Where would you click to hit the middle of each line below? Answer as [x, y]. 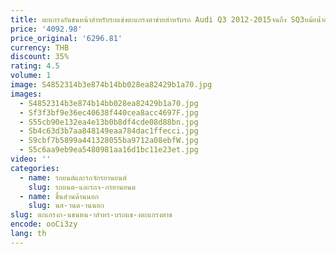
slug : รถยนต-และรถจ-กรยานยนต [82, 187]
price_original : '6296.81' [66, 38]
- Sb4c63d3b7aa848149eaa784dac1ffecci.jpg [109, 131]
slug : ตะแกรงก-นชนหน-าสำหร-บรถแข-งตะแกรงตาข [91, 215]
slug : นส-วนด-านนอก [66, 206]
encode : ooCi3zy [44, 224]
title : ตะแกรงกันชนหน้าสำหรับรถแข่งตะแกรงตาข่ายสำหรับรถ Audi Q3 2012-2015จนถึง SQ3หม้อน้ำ [167, 19]
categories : [35, 168]
